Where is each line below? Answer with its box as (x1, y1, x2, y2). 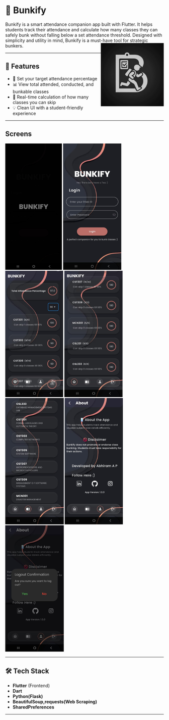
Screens (5, 130, 32, 138)
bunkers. (5, 42, 24, 49)
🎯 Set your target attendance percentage (12, 75, 98, 81)
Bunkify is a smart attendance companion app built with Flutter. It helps (5, 21, 153, 27)
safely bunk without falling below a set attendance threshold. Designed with (5, 32, 162, 38)
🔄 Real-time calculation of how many (12, 93, 89, 100)
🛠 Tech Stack (5, 666, 49, 675)
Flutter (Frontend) (12, 683, 50, 689)
